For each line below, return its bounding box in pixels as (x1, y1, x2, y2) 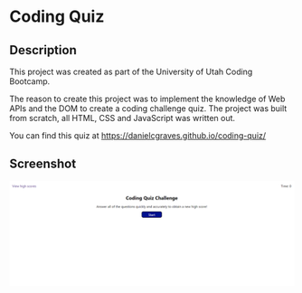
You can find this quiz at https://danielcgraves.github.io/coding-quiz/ (9, 130, 267, 141)
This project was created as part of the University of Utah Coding (9, 66, 253, 77)
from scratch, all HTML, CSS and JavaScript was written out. (9, 113, 236, 123)
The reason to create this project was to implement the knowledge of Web (9, 93, 286, 104)
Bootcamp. (9, 76, 51, 87)
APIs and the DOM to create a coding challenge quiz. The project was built (9, 103, 288, 114)
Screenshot (9, 156, 77, 172)
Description (9, 43, 77, 58)
